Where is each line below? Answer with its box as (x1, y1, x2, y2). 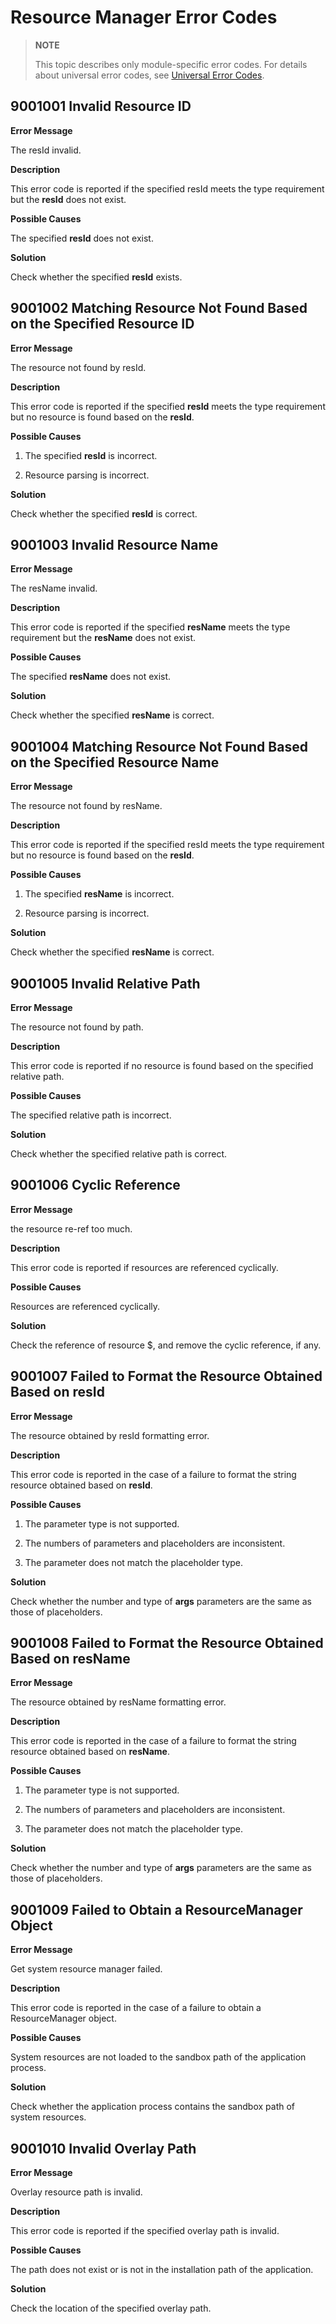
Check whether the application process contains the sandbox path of (10, 2101, 295, 2113)
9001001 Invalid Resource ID (10, 98, 192, 115)
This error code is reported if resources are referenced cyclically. (10, 1261, 279, 1273)
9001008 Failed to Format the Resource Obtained (10, 1635, 324, 1652)
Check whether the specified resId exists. (10, 271, 183, 283)
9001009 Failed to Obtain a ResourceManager (10, 1901, 303, 1918)
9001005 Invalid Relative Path (10, 975, 201, 992)
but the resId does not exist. (10, 193, 127, 205)
